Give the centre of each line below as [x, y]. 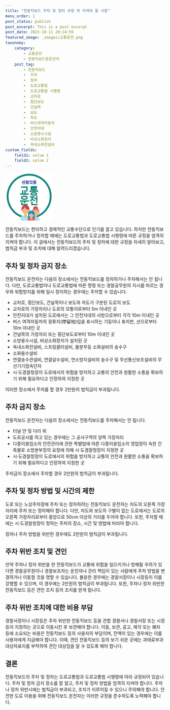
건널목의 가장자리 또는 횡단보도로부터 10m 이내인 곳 [64, 334]
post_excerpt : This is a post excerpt [46, 27]
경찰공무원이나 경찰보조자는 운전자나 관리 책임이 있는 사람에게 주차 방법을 [87, 571]
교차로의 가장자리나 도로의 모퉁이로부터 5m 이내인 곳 [65, 309]
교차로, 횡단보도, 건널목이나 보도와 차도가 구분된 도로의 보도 [72, 302]
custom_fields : [21, 150]
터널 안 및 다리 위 [29, 431]
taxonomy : [16, 43]
